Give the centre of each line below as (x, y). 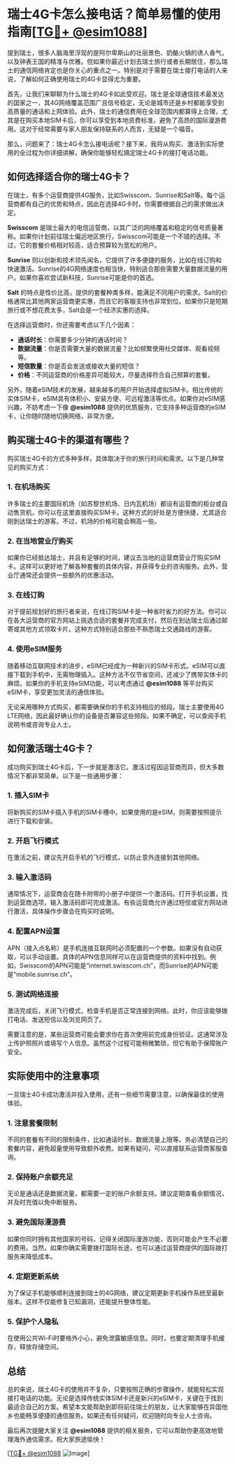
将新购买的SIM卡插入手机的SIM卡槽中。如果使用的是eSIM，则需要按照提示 (115, 812)
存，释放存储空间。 (35, 1347)
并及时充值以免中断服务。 (44, 1202)
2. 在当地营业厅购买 (40, 541)
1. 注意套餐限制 (33, 1123)
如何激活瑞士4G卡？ (51, 748)
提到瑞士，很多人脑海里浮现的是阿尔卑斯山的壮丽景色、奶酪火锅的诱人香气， (117, 53)
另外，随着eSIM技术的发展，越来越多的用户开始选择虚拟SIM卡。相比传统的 (115, 389)
